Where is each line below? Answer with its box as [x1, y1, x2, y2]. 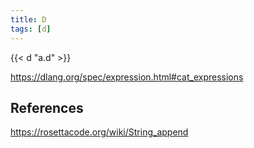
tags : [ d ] [10, 24, 52, 34]
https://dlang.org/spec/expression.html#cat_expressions [10, 71, 244, 83]
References [10, 99, 84, 116]
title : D [10, 14, 47, 25]
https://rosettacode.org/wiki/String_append [10, 126, 189, 138]
